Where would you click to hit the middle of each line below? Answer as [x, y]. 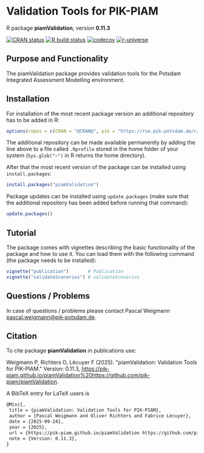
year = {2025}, [28, 427]
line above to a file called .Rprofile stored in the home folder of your [92, 149]
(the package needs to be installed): [52, 260]
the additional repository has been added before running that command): [97, 203]
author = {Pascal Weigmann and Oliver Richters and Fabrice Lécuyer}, [100, 416]
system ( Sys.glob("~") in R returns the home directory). [76, 155]
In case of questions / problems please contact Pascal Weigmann [88, 310]
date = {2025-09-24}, [36, 421]
